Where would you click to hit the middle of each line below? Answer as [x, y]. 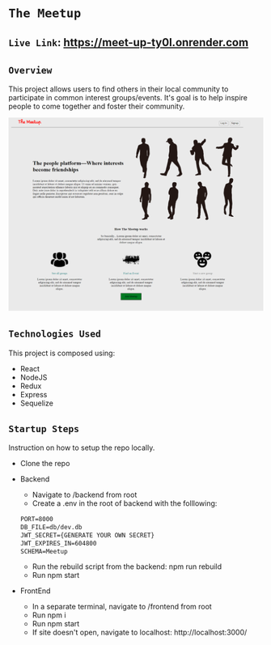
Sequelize [37, 403]
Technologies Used [55, 334]
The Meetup [45, 13]
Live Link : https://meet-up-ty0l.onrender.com [129, 42]
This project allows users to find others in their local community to [119, 89]
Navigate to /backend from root [85, 495]
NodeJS [34, 377]
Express [34, 394]
